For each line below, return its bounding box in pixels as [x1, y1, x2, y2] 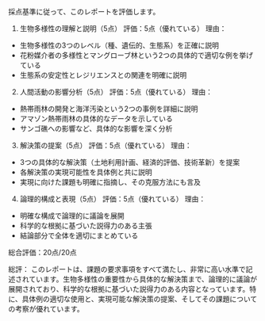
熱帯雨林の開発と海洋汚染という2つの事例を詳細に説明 [19, 104, 198, 113]
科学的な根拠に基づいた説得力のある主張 [19, 221, 152, 230]
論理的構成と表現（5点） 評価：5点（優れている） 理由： [19, 194, 206, 204]
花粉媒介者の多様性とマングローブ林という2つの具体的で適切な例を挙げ [19, 51, 254, 59]
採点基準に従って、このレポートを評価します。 [8, 7, 160, 16]
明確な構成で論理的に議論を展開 [19, 211, 125, 220]
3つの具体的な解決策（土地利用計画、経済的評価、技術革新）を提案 [19, 158, 240, 166]
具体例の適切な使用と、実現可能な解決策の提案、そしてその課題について [21, 294, 258, 304]
